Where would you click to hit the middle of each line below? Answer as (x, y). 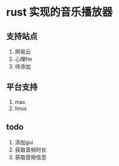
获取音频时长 (30, 149)
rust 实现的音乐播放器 (59, 12)
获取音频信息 (30, 157)
